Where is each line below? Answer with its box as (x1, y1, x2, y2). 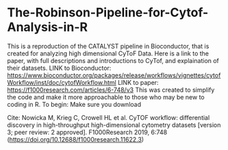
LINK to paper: (117, 78, 159, 86)
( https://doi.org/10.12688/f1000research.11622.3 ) (7, 135, 144, 143)
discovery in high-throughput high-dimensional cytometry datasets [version (7, 121, 221, 129)
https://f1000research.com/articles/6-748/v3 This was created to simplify (7, 86, 215, 94)
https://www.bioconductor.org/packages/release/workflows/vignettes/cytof (7, 71, 221, 79)
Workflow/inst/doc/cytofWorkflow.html (7, 78, 116, 86)
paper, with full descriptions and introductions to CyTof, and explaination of (7, 56, 219, 64)
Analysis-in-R (7, 19, 88, 35)
